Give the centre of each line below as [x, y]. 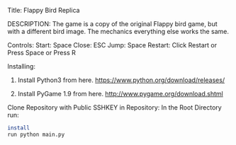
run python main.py [36, 134]
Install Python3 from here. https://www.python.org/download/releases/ [121, 80]
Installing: [21, 66]
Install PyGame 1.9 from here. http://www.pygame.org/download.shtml [120, 94]
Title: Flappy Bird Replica [44, 10]
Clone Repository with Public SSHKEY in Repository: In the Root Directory [114, 108]
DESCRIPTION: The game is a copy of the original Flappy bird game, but [112, 24]
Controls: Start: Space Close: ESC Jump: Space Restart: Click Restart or [112, 45]
